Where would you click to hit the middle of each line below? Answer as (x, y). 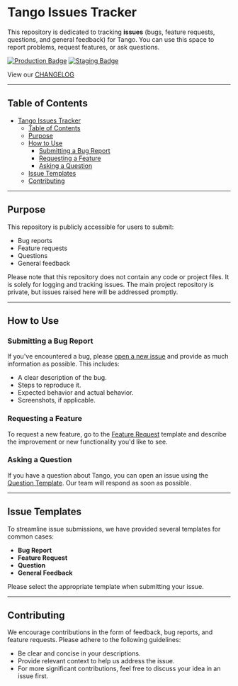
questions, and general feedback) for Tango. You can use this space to (111, 39)
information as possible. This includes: (63, 364)
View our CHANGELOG (41, 74)
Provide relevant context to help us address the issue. (96, 661)
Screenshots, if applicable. (56, 400)
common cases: (31, 536)
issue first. (33, 676)
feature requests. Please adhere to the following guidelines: (94, 640)
